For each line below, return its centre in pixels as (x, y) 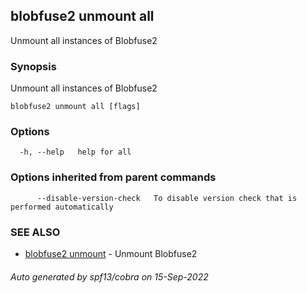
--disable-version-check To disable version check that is (167, 198)
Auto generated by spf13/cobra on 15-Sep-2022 (109, 276)
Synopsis (33, 66)
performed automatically (62, 207)
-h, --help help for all (75, 152)
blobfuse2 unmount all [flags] (75, 107)
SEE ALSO (35, 232)
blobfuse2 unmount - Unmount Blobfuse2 (111, 253)
